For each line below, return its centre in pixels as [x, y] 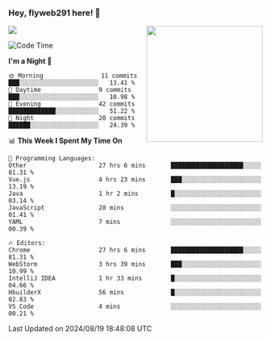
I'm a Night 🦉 [30, 61]
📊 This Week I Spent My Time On [65, 141]
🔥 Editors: [27, 243]
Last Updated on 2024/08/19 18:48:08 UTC [80, 329]
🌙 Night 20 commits [72, 119]
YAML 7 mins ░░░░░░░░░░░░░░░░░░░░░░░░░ [135, 222]
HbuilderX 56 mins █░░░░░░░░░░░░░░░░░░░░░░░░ [135, 293]
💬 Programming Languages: [52, 159]
